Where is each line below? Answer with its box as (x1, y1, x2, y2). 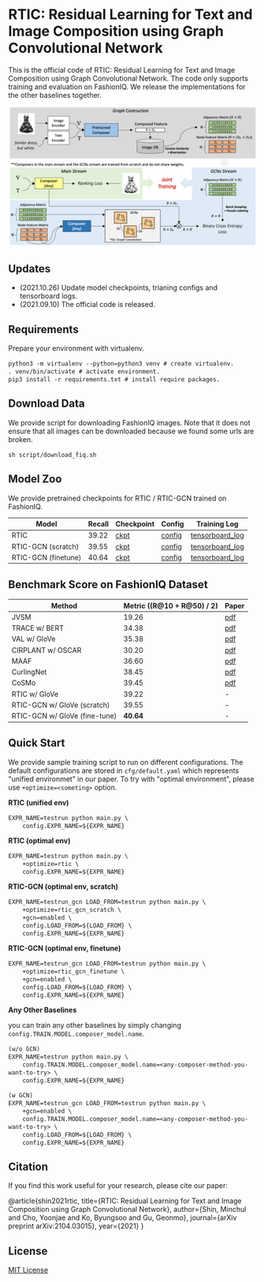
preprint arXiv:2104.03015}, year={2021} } (8, 1221, 144, 1231)
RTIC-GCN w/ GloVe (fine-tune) (11, 711, 117, 721)
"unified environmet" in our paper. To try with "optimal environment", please (8, 774, 255, 783)
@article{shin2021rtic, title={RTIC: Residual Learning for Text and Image (8, 1196, 242, 1205)
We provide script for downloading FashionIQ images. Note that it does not (8, 418, 251, 427)
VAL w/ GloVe (11, 634, 56, 644)
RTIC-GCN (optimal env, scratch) (8, 882, 118, 891)
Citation (8, 1160, 49, 1173)
